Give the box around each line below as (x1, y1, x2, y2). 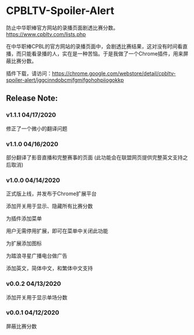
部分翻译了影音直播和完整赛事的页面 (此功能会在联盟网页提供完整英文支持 (6, 154, 184, 161)
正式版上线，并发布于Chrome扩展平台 (6, 190, 97, 197)
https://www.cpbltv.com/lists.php (6, 30, 86, 37)
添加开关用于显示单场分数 (6, 293, 68, 301)
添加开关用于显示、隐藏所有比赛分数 (6, 203, 93, 210)
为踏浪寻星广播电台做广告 (6, 253, 68, 260)
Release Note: (6, 94, 58, 103)
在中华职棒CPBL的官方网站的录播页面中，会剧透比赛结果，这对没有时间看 (6, 43, 183, 50)
